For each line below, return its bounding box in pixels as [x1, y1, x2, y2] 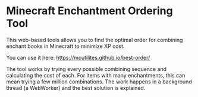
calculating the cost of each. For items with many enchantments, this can [6, 72, 186, 79]
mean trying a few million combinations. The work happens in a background [6, 78, 192, 85]
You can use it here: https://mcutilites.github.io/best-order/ [6, 54, 150, 61]
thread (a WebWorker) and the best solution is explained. [6, 84, 146, 91]
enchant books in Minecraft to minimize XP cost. [6, 43, 125, 50]
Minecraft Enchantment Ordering [6, 4, 174, 18]
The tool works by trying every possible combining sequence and [6, 65, 167, 72]
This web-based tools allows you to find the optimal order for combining [6, 36, 183, 43]
